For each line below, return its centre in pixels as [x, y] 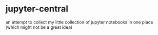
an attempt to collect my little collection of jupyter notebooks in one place [79, 22]
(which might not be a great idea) [39, 27]
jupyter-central [37, 9]
